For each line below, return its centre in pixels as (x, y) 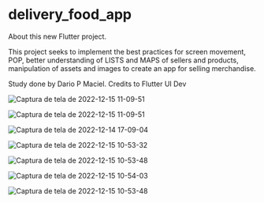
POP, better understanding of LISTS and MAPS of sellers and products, (123, 60)
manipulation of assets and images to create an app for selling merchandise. (132, 68)
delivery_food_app (70, 15)
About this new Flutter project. (58, 36)
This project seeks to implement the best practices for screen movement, (127, 51)
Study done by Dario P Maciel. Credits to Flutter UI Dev (97, 84)
